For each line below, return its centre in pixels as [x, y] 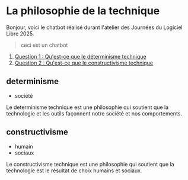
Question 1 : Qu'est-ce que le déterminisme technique [80, 56]
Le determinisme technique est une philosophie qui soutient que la [87, 107]
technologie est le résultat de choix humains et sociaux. [74, 171]
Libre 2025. [20, 33]
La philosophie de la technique [83, 11]
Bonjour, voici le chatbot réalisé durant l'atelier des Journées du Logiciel [94, 27]
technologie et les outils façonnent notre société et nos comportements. [94, 113]
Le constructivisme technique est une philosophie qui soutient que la [90, 164]
